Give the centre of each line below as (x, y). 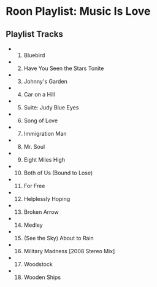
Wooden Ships (42, 277)
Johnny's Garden (46, 81)
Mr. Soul (34, 147)
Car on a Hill (39, 94)
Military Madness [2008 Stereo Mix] (69, 251)
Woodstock (38, 264)
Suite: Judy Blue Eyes (51, 108)
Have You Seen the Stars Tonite (64, 68)
